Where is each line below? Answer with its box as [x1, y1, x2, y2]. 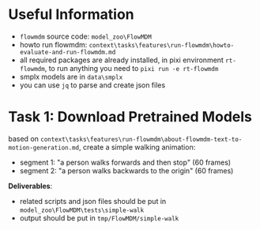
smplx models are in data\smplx [19, 72, 123, 81]
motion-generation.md [8, 143, 80, 151]
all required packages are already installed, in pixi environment [19, 55, 224, 65]
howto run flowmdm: [19, 39, 88, 49]
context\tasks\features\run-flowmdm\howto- [89, 41, 235, 49]
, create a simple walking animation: [78, 142, 196, 151]
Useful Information [8, 6, 134, 24]
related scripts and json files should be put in [19, 196, 167, 206]
